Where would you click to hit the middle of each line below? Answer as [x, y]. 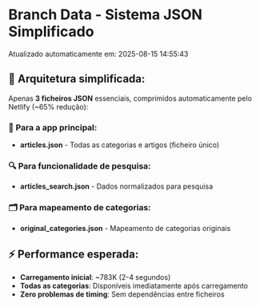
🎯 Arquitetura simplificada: [77, 79]
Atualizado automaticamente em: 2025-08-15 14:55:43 [98, 54]
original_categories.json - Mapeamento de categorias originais [125, 228]
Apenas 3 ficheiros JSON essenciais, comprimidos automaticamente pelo [130, 98]
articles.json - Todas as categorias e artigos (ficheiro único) [120, 145]
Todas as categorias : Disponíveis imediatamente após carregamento [134, 286]
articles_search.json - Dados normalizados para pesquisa [116, 186]
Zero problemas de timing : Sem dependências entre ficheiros [122, 294]
